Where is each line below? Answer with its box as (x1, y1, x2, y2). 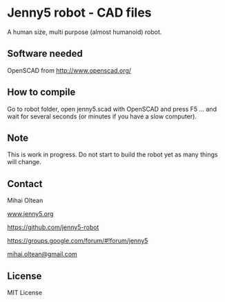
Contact (7, 178, 43, 190)
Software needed (7, 48, 83, 60)
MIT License (7, 289, 43, 296)
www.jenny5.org (7, 210, 54, 218)
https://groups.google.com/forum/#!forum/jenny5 (7, 237, 148, 245)
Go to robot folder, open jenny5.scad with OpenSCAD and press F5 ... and (7, 105, 217, 113)
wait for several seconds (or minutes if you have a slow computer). (7, 112, 197, 121)
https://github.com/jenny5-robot (7, 223, 99, 231)
